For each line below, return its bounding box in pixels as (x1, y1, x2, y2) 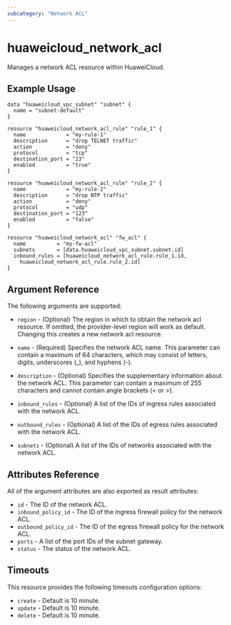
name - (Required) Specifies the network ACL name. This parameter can (17, 343, 220, 352)
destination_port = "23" (13, 156, 85, 163)
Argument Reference (7, 283, 100, 295)
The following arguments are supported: (7, 302, 122, 310)
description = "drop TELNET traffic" (13, 138, 138, 145)
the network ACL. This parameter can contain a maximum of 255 (17, 379, 202, 388)
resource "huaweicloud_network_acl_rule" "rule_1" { (7, 125, 163, 132)
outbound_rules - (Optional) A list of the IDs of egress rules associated (17, 420, 218, 429)
